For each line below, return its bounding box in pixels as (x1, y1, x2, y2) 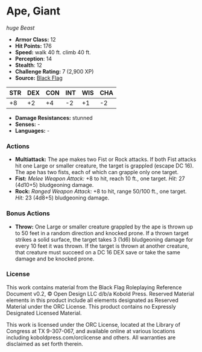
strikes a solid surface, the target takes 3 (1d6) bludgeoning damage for (14, 236, 194, 243)
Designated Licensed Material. (6, 309, 82, 316)
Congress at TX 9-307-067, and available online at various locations (6, 327, 175, 335)
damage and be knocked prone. (14, 255, 95, 262)
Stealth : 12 (14, 61, 42, 69)
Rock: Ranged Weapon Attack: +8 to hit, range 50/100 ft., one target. (14, 188, 187, 195)
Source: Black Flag (14, 74, 63, 81)
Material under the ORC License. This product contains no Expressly (6, 303, 176, 310)
